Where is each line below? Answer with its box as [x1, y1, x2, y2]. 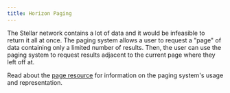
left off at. [7, 57, 35, 66]
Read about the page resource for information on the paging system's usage [7, 71, 224, 79]
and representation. [7, 78, 63, 86]
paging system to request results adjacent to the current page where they [7, 51, 216, 59]
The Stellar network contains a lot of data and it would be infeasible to [7, 29, 205, 37]
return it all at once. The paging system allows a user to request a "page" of [7, 36, 222, 44]
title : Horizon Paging [7, 10, 72, 17]
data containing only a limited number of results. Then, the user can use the [7, 43, 222, 51]
